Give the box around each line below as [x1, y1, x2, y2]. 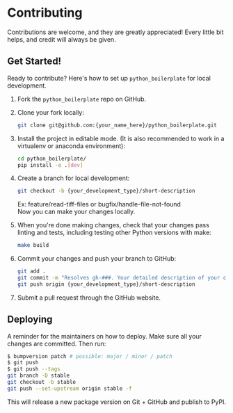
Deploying [7, 314, 53, 325]
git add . [17, 268, 47, 275]
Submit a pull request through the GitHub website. [17, 293, 161, 302]
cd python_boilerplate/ [17, 155, 87, 162]
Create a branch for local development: [17, 174, 130, 182]
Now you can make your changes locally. [17, 207, 136, 216]
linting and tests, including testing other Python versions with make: [17, 228, 212, 237]
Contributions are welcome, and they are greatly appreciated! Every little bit [7, 28, 224, 36]
